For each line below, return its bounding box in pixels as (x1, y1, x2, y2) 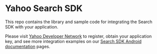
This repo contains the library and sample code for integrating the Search (5, 19, 153, 25)
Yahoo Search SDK (5, 3, 83, 14)
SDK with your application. (5, 24, 59, 29)
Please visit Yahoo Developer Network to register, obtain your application (5, 33, 152, 39)
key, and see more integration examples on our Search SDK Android (5, 38, 142, 44)
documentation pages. (5, 43, 50, 49)
